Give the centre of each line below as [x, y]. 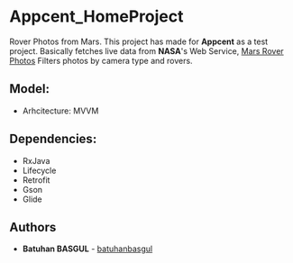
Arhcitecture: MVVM [60, 111]
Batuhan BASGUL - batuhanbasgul [87, 249]
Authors [33, 227]
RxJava [36, 160]
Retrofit [36, 180]
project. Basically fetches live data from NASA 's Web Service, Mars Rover [146, 50]
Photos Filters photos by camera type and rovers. [101, 60]
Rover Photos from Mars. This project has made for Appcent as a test [139, 41]
